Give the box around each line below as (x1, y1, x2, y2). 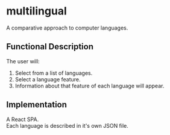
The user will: (6, 57, 40, 64)
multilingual (6, 4, 68, 18)
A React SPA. (6, 116, 39, 123)
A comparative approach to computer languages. (6, 24, 128, 31)
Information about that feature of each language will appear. (14, 82, 165, 89)
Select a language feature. (14, 75, 81, 83)
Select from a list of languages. (14, 69, 93, 77)
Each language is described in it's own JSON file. (6, 122, 128, 129)
